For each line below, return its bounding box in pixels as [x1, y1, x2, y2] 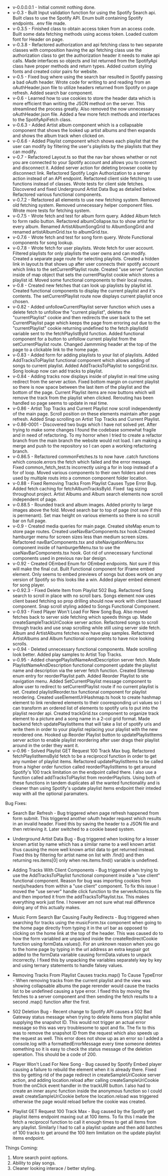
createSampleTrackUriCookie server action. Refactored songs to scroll [12, 619, 158, 625]
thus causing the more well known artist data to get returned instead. [12, 847, 155, 852]
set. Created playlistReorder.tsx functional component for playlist [12, 689, 147, 695]
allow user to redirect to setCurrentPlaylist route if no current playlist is [12, 684, 159, 689]
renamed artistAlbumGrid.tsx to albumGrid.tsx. [12, 229, 109, 235]
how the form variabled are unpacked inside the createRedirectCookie [12, 936, 158, 941]
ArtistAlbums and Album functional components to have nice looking [12, 635, 154, 641]
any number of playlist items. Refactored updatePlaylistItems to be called [12, 759, 163, 764]
